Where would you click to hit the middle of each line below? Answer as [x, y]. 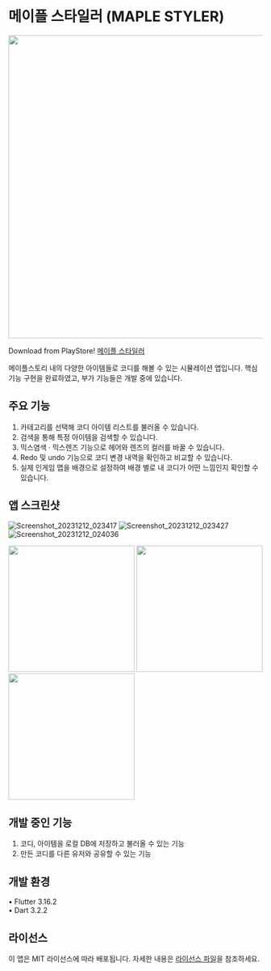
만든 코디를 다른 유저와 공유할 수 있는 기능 [85, 854]
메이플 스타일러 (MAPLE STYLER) [117, 17]
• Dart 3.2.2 [28, 910]
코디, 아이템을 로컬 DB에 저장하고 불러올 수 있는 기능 [102, 844]
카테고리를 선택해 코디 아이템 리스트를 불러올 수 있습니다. [109, 427]
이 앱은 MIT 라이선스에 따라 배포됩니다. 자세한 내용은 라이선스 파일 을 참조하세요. [134, 958]
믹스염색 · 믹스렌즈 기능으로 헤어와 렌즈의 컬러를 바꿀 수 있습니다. [122, 447]
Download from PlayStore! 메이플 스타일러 [77, 350]
